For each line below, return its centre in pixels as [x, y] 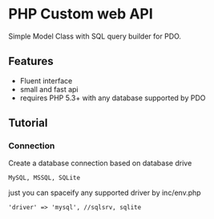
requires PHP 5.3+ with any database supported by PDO [113, 98]
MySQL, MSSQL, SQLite [44, 178]
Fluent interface [46, 80]
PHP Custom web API [81, 14]
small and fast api [49, 89]
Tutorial [28, 123]
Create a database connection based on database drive [100, 163]
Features [31, 61]
